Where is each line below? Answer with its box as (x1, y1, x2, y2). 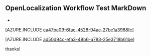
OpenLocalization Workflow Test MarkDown (5, 4, 146, 12)
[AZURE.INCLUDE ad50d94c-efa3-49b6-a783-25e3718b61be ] (5, 36, 135, 42)
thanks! (5, 46, 21, 52)
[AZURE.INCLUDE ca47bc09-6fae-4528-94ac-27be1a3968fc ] (5, 27, 134, 33)
